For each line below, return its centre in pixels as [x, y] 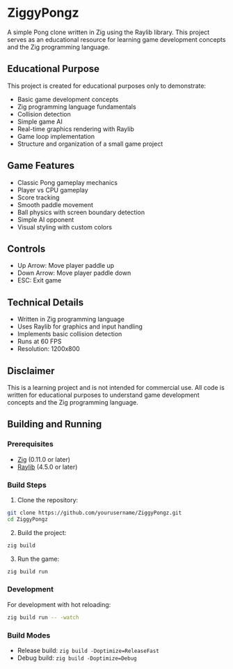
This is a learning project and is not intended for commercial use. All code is [116, 388]
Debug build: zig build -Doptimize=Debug [77, 658]
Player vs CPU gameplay [53, 190]
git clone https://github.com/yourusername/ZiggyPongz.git [95, 513]
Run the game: [38, 559]
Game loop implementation [56, 136]
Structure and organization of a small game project [90, 144]
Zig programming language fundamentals [77, 107]
